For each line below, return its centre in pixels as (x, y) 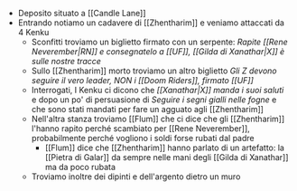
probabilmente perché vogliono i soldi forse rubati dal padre (143, 138)
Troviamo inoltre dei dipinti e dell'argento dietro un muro (136, 177)
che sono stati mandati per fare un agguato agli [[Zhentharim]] (148, 109)
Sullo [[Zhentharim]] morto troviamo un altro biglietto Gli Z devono (154, 71)
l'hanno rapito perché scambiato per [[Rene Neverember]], (140, 129)
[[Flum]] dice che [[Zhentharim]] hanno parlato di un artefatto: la (164, 148)
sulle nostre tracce (66, 61)
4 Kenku (33, 32)
